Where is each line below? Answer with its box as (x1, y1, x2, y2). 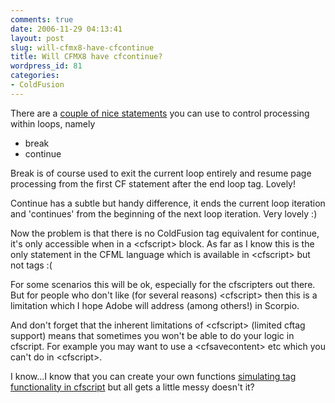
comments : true (10, 14, 74, 25)
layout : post (10, 33, 65, 43)
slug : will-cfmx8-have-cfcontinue (10, 42, 155, 53)
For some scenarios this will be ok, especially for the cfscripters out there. (10, 278, 316, 290)
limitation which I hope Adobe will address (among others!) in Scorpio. (10, 299, 300, 311)
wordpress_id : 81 (10, 61, 83, 71)
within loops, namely (10, 117, 96, 130)
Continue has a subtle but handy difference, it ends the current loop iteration (10, 197, 326, 209)
